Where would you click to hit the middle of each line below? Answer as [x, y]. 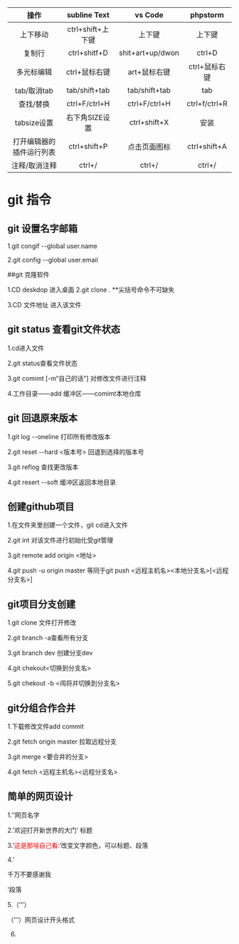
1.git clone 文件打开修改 [42, 622]
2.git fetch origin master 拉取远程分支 [62, 742]
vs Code [149, 15]
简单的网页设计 [40, 797]
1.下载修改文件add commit [46, 727]
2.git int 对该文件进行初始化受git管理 [60, 540]
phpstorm [207, 15]
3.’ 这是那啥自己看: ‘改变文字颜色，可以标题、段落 [78, 845]
